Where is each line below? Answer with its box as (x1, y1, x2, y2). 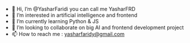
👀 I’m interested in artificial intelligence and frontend (11, 12, 137, 19)
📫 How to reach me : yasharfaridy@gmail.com (11, 31, 125, 37)
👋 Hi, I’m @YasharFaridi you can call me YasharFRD (11, 6, 136, 12)
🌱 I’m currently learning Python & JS (11, 18, 99, 24)
